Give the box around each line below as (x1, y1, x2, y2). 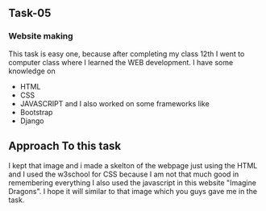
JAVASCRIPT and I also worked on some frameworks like (19, 98, 210, 108)
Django (19, 116, 44, 126)
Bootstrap (19, 107, 53, 117)
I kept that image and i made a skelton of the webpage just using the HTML (8, 160, 258, 170)
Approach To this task (8, 139, 122, 153)
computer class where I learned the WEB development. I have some (8, 57, 234, 67)
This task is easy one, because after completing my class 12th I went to (8, 48, 245, 59)
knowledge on (8, 66, 56, 76)
